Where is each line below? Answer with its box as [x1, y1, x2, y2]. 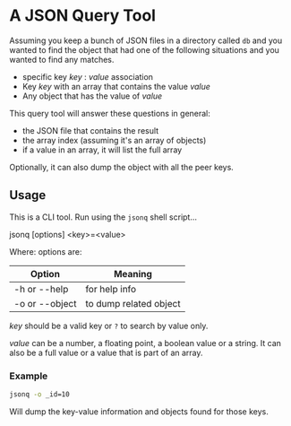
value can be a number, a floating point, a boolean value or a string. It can [9, 337, 282, 348]
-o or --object [13, 297, 77, 309]
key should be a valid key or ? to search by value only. [9, 320, 209, 331]
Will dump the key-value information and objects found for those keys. [9, 405, 269, 417]
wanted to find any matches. [9, 54, 115, 65]
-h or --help [13, 283, 69, 295]
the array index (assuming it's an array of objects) [21, 135, 207, 145]
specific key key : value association [21, 71, 154, 82]
